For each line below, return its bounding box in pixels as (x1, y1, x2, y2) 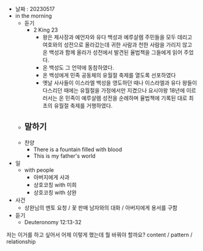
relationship (6, 238, 36, 245)
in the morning (15, 12, 52, 19)
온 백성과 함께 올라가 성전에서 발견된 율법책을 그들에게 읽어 (42, 49, 183, 56)
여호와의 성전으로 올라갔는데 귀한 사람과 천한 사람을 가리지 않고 (42, 41, 193, 48)
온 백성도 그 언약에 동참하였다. (42, 64, 115, 71)
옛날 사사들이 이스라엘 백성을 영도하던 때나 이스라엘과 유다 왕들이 (42, 79, 198, 87)
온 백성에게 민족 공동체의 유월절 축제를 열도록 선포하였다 (42, 72, 176, 79)
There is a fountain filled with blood (33, 146, 123, 153)
